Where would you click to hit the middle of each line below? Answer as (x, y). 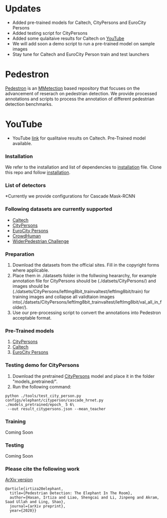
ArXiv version (19, 480)
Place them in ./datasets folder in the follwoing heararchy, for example (84, 275)
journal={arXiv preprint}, (38, 507)
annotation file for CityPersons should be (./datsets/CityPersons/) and (84, 281)
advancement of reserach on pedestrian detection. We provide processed (81, 93)
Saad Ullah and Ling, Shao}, (35, 502)
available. (22, 143)
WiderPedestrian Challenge (41, 241)
